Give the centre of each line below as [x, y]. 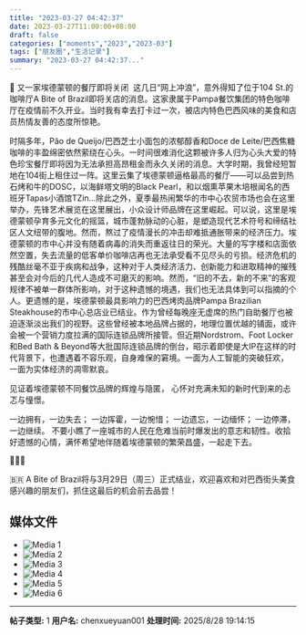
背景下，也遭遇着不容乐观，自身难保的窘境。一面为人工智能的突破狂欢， [153, 358]
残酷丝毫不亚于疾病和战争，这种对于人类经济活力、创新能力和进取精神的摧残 [153, 266]
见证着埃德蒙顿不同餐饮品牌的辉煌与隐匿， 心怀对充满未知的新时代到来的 [146, 388]
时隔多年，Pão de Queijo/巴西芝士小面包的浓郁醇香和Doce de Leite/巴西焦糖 [153, 141]
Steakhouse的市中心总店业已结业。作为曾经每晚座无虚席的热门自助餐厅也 [147, 312]
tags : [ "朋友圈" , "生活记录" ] [60, 52]
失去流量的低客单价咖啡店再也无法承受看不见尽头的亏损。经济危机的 [168, 255]
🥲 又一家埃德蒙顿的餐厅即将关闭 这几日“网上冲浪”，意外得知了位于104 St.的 [152, 87]
